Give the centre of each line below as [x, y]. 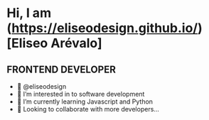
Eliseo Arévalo [54, 43]
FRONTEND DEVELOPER [61, 69]
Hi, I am [29, 13]
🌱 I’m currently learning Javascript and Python [85, 102]
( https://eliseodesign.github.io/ [102, 28]
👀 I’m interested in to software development [81, 94]
